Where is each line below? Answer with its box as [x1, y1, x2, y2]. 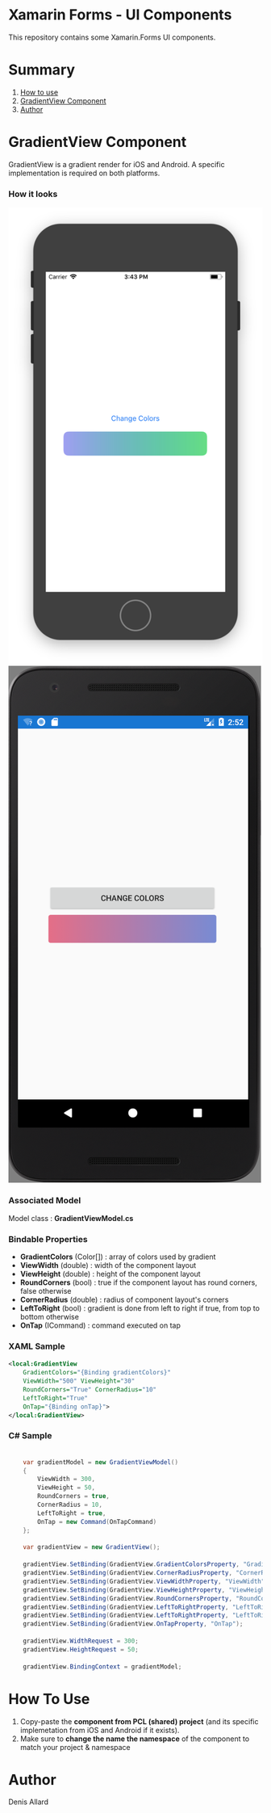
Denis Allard [8, 1797, 49, 1807]
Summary [8, 61, 75, 79]
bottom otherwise [19, 1312, 79, 1322]
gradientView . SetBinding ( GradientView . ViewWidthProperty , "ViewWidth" [23, 1577, 265, 1585]
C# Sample [8, 1430, 52, 1442]
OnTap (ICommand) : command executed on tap [19, 1320, 181, 1330]
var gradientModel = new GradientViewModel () [23, 1458, 179, 1467]
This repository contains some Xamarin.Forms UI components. [8, 32, 216, 42]
